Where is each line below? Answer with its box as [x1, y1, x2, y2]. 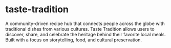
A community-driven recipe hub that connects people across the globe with [5, 20, 165, 27]
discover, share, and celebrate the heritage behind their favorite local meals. [5, 31, 166, 37]
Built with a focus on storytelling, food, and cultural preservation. [5, 37, 142, 43]
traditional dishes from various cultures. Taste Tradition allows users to [5, 26, 155, 32]
